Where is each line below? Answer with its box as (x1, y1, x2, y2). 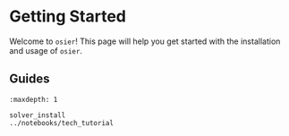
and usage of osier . (9, 45, 83, 55)
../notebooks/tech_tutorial (9, 118, 115, 127)
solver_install (9, 110, 66, 120)
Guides (9, 72, 51, 87)
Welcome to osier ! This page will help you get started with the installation (9, 36, 281, 47)
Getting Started (9, 6, 127, 27)
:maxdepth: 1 (9, 95, 58, 104)
